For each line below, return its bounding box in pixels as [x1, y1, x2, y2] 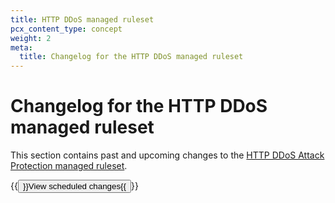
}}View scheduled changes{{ [22, 181, 127, 192]
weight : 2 [10, 33, 52, 43]
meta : [10, 42, 33, 53]
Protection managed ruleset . [10, 160, 128, 172]
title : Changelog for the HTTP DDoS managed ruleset [19, 52, 244, 62]
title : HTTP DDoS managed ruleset [10, 14, 155, 25]
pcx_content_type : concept [10, 24, 123, 34]
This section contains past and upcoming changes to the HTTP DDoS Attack [10, 149, 325, 161]
